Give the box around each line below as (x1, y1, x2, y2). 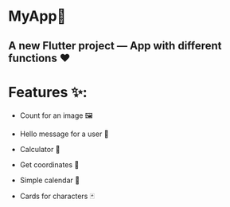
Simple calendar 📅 (19, 175, 80, 185)
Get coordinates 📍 (19, 159, 80, 170)
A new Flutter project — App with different (8, 39, 222, 53)
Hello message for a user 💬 (19, 129, 109, 139)
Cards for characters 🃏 (19, 191, 96, 201)
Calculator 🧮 (19, 144, 61, 154)
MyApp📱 (8, 7, 66, 25)
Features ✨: (8, 83, 88, 101)
